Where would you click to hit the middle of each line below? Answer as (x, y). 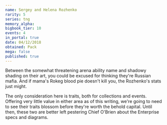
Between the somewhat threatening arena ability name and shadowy (76, 70)
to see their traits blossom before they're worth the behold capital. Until (79, 107)
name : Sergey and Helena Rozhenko (41, 10)
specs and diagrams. (27, 117)
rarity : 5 (15, 14)
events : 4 (15, 33)
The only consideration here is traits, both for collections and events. (76, 96)
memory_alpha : (20, 24)
